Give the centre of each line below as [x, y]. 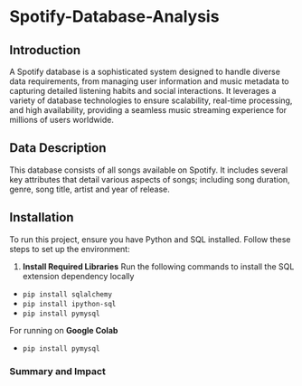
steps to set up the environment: [70, 249]
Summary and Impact [57, 371]
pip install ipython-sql [69, 304]
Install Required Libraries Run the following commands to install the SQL [158, 266]
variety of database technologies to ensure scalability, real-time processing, [151, 100]
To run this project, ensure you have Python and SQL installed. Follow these [150, 239]
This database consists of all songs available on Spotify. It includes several [149, 170]
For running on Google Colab [64, 330]
